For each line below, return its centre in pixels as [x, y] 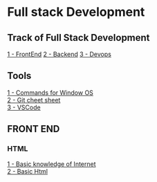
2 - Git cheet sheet [34, 100]
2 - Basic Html [28, 171]
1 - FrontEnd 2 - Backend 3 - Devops [59, 54]
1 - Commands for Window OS [50, 92]
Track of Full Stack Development [78, 38]
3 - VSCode [24, 107]
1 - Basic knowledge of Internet [52, 164]
